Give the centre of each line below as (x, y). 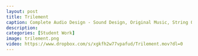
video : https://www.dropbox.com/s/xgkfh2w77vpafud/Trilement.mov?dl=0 (95, 44)
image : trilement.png (33, 38)
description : (22, 28)
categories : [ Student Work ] (41, 33)
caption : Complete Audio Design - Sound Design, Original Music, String (97, 22)
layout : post (22, 11)
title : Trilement (27, 17)
